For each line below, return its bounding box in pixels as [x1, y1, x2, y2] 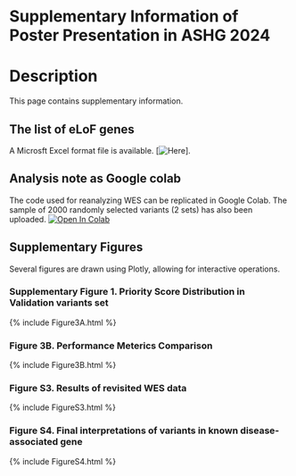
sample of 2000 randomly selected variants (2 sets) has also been [9, 204, 253, 215]
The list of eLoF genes [9, 121, 136, 137]
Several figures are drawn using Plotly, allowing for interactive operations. [9, 263, 281, 274]
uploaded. [9, 213, 46, 224]
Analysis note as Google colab [9, 171, 181, 187]
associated [9, 436, 59, 448]
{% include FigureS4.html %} [9, 455, 117, 466]
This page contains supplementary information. [9, 96, 184, 106]
